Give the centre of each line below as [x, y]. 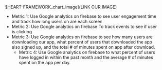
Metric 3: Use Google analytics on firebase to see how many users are [82, 37]
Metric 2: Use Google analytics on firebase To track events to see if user [84, 27]
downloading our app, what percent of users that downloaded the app [82, 42]
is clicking [22, 32]
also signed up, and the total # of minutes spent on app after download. [83, 47]
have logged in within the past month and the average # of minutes [86, 57]
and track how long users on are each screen [57, 21]
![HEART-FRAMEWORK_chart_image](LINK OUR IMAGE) [61, 7]
